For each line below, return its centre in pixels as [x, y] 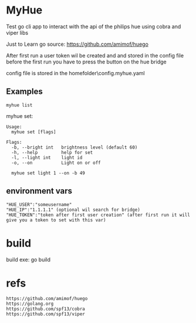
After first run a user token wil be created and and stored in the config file [95, 55]
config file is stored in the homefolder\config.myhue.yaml [75, 73]
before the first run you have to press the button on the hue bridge [86, 62]
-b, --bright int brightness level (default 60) [75, 147]
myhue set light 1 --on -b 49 [48, 173]
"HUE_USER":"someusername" [39, 204]
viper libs [17, 32]
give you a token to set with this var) [56, 220]
